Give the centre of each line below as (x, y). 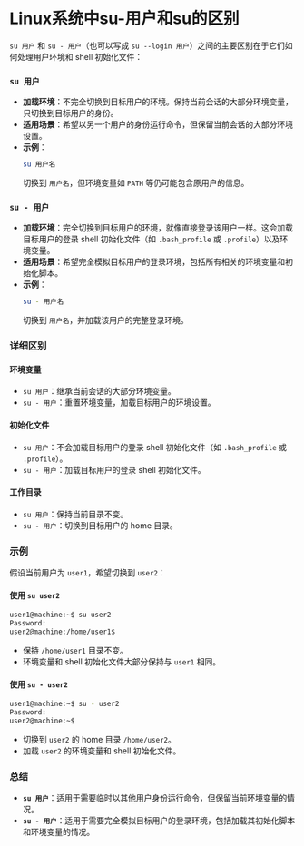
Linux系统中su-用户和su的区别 (124, 19)
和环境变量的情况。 (59, 832)
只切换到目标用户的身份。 (70, 113)
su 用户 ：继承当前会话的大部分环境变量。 (99, 391)
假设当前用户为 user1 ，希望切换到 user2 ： (88, 573)
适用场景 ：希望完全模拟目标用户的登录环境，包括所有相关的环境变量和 (154, 262)
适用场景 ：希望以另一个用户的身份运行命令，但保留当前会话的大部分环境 (157, 124)
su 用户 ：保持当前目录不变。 (75, 514)
